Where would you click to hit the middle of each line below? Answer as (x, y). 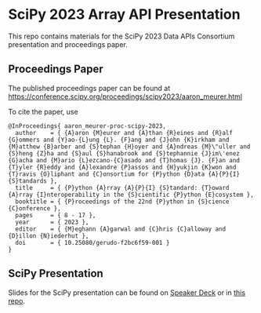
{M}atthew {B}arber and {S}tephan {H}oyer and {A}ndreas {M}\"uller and (129, 147)
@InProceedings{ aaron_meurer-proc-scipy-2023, (87, 126)
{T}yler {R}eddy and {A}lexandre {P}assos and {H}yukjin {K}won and (122, 167)
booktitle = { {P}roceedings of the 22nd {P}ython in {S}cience (122, 202)
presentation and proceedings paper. (68, 44)
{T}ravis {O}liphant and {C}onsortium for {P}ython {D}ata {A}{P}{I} (124, 174)
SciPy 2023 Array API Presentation (124, 15)
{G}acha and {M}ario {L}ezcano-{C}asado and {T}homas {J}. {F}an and (124, 160)
